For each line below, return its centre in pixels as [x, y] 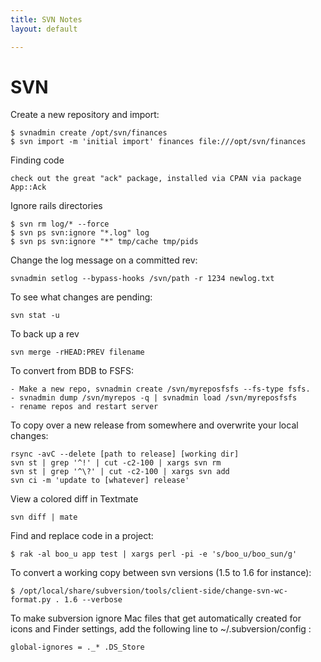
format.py [31, 600]
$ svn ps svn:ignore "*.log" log [80, 233]
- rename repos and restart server [84, 407]
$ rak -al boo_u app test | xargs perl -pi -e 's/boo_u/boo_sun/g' [154, 554]
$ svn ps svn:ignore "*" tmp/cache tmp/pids [104, 242]
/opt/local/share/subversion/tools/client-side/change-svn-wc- [153, 591]
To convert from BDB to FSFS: [72, 371]
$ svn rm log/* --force [60, 224]
